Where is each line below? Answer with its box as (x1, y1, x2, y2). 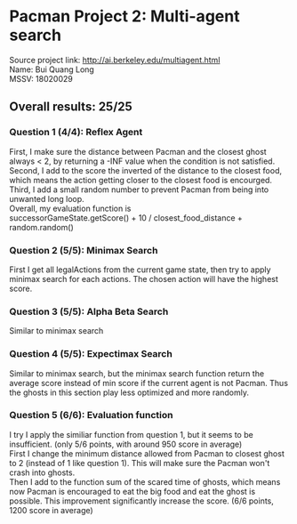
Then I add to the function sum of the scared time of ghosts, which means (9, 476, 281, 487)
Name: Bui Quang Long (9, 64, 95, 75)
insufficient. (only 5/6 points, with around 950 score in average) (9, 439, 243, 449)
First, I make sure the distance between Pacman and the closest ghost (9, 146, 267, 157)
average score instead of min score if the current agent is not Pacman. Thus (9, 377, 289, 388)
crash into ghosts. (9, 467, 76, 478)
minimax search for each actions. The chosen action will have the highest (9, 273, 278, 284)
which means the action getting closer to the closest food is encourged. (9, 174, 273, 185)
